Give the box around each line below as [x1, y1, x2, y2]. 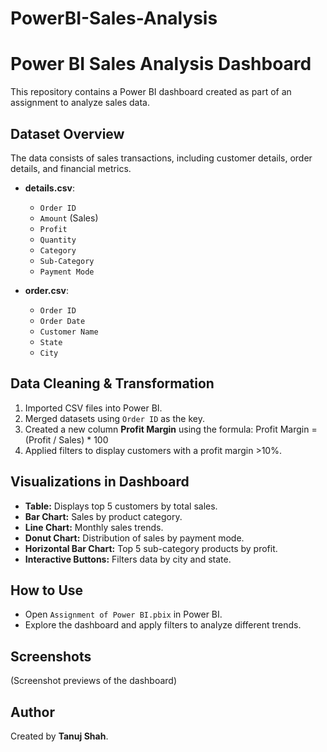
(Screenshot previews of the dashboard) [10, 675, 178, 687]
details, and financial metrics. [10, 162, 132, 174]
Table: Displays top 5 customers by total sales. [24, 500, 218, 512]
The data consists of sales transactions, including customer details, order [10, 152, 313, 164]
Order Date [39, 316, 86, 326]
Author [10, 703, 55, 721]
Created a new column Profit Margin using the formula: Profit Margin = [24, 423, 318, 435]
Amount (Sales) [39, 212, 99, 224]
